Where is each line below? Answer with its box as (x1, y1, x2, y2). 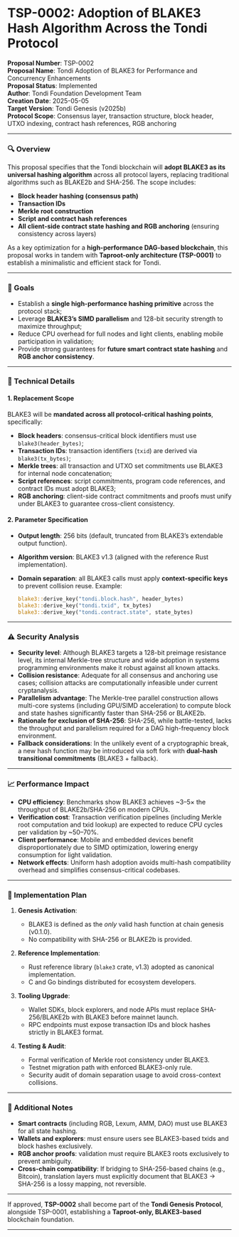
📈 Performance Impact (7, 779, 90, 789)
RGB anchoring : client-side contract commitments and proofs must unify (17, 492, 232, 500)
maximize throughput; (17, 322, 83, 330)
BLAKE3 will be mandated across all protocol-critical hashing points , (7, 410, 213, 418)
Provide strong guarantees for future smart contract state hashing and (17, 344, 228, 353)
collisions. (28, 1078, 58, 1087)
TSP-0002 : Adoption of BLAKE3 (7, 5, 201, 21)
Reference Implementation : (17, 949, 101, 957)
